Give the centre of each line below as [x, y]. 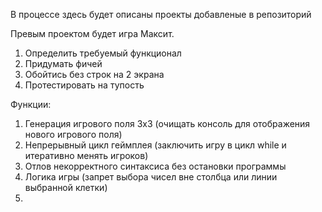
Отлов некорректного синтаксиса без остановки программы [155, 166]
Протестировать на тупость [84, 85]
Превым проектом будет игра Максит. [92, 33]
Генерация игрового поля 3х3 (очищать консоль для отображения [167, 123]
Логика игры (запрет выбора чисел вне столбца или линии [151, 177]
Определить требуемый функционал [103, 53]
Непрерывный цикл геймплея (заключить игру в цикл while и [155, 145]
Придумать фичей [63, 63]
